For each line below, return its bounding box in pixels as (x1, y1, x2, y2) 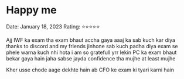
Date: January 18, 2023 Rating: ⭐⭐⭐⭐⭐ (6, 23, 100, 30)
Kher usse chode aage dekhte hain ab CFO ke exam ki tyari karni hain (6, 66, 175, 73)
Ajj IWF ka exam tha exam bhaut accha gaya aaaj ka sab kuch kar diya (6, 36, 176, 44)
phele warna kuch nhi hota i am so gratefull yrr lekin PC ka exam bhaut (6, 49, 177, 56)
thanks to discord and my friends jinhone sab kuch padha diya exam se (6, 42, 178, 49)
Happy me (6, 3, 57, 17)
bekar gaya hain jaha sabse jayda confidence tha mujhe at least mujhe (6, 55, 176, 62)
